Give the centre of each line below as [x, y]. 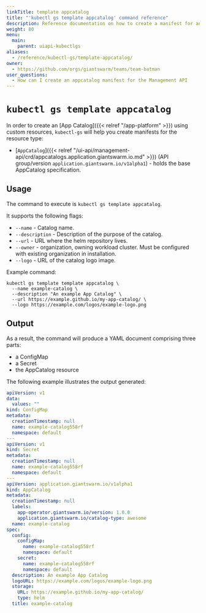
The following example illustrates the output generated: [76, 381]
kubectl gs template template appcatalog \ [63, 283]
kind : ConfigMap [27, 410]
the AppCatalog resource [47, 370]
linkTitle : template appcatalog [48, 12]
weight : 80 [20, 29]
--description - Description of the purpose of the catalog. [89, 234]
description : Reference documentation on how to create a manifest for [100, 23]
